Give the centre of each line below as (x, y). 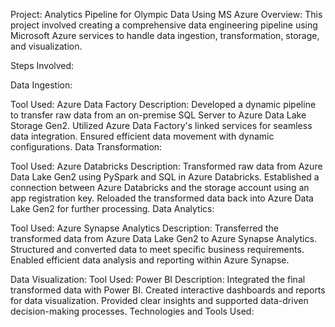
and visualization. (46, 46)
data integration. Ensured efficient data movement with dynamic (142, 136)
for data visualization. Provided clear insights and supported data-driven (159, 300)
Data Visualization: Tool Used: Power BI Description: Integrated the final (158, 279)
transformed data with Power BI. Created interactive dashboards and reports (168, 290)
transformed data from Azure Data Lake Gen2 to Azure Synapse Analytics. (163, 238)
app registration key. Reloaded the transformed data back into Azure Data (162, 198)
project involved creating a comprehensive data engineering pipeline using (164, 25)
